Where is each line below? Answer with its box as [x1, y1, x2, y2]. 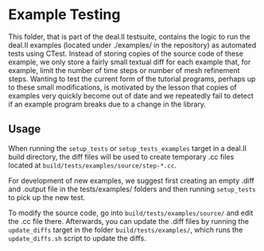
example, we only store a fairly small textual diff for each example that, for [8, 57, 251, 67]
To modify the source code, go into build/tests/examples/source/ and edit [8, 208, 254, 218]
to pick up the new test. [8, 192, 86, 202]
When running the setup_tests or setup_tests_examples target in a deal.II [8, 143, 247, 153]
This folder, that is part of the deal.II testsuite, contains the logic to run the [8, 32, 250, 41]
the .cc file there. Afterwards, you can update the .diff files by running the [8, 216, 249, 226]
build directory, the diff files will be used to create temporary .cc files [8, 152, 235, 161]
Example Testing [8, 6, 121, 24]
